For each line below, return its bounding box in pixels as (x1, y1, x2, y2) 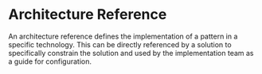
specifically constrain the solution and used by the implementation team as (8, 48, 254, 57)
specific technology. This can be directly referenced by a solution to (8, 39, 233, 49)
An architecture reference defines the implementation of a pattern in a (8, 31, 238, 41)
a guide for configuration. (8, 57, 92, 66)
